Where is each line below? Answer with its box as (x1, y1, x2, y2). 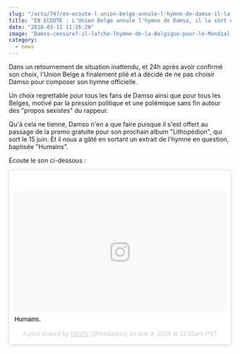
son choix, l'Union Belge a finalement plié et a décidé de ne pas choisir (8, 70, 215, 78)
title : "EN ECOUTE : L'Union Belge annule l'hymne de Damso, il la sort (8, 17, 227, 24)
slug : (8, 10, 25, 18)
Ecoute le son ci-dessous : (8, 156, 86, 165)
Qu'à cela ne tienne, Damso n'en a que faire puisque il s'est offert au (8, 120, 208, 128)
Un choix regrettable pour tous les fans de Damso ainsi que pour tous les (8, 91, 222, 100)
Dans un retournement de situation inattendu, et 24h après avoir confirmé (8, 63, 223, 71)
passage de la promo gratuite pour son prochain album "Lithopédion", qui (8, 128, 222, 136)
